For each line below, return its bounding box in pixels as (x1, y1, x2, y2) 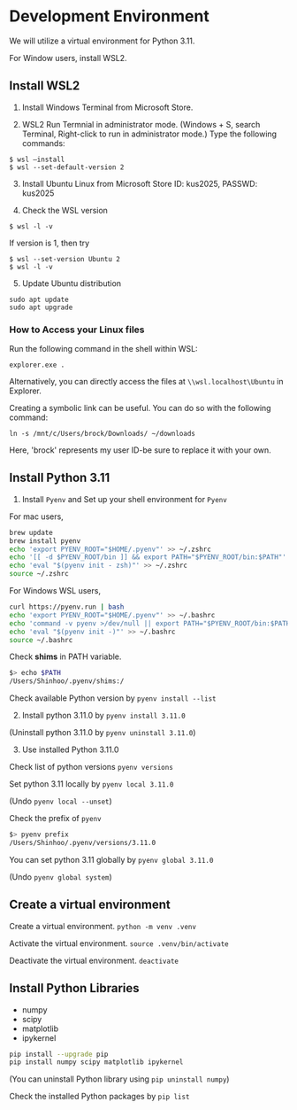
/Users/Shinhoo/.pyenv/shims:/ (9, 677, 125, 686)
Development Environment (9, 6, 209, 27)
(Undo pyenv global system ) (9, 871, 112, 882)
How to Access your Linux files (9, 323, 145, 336)
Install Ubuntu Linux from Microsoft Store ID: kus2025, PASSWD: (21, 178, 258, 189)
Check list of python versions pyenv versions (9, 762, 174, 772)
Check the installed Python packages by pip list (9, 1091, 190, 1102)
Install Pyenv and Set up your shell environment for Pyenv (21, 493, 227, 504)
